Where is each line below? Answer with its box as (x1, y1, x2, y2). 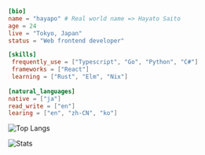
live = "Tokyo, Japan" (8, 29, 82, 37)
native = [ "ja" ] (8, 94, 61, 102)
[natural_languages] (8, 87, 76, 95)
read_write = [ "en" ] (8, 102, 76, 110)
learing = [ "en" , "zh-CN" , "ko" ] (8, 109, 118, 117)
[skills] (8, 51, 37, 59)
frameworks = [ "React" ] (11, 65, 90, 74)
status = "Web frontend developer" (8, 36, 125, 45)
